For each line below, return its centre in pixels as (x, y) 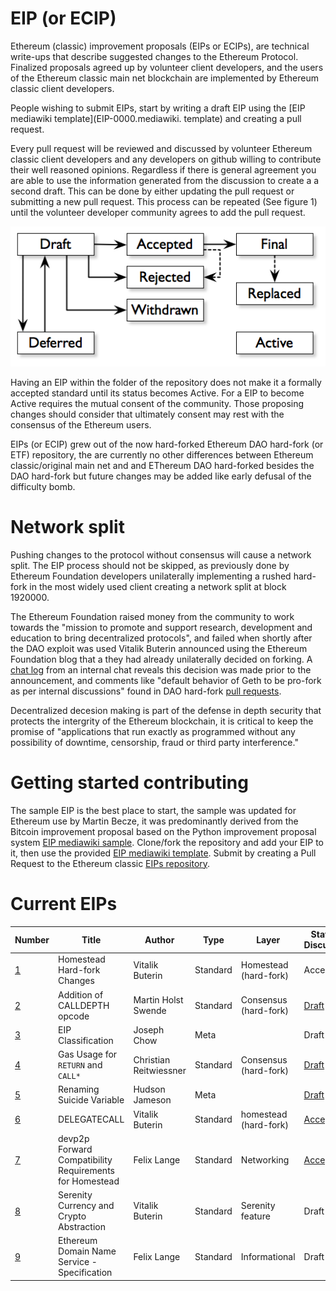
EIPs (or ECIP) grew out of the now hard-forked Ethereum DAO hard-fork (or (167, 444)
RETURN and (80, 1065)
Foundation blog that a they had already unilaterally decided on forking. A (161, 659)
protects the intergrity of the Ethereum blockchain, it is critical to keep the (162, 721)
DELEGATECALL (91, 1119)
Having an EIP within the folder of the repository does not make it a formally (166, 382)
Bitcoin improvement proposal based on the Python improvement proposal (163, 831)
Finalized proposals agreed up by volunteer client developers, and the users (167, 67)
